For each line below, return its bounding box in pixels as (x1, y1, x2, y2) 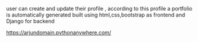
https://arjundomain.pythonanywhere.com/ (6, 29, 112, 36)
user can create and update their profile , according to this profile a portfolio (6, 5, 193, 12)
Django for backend (6, 18, 55, 24)
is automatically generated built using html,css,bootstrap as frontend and (6, 11, 186, 18)
